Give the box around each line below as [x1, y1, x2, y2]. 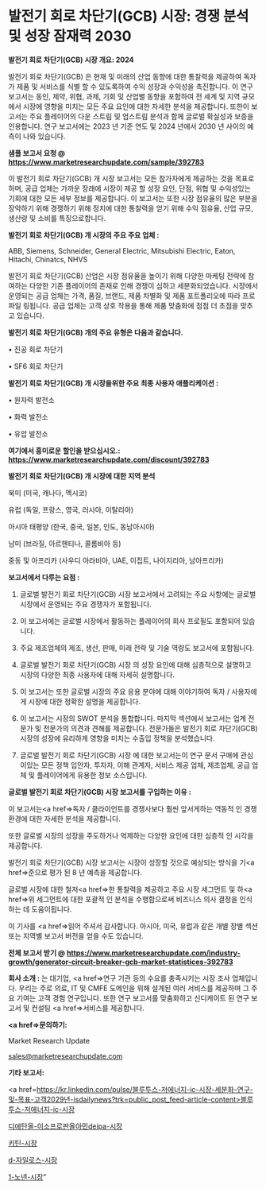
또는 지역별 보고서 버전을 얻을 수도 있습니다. [8, 931, 145, 940]
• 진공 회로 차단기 [8, 344, 64, 354]
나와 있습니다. [22, 131, 66, 141]
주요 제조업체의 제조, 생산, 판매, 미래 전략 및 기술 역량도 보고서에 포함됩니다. [19, 643, 255, 653]
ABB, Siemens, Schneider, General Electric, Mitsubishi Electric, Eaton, [8, 246, 236, 255]
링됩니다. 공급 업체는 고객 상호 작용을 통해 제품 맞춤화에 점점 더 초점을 [22, 300, 239, 310]
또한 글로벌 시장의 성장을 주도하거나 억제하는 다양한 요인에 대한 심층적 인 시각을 [8, 831, 254, 840]
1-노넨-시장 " [8, 1172, 47, 1181]
